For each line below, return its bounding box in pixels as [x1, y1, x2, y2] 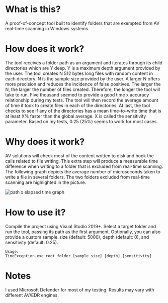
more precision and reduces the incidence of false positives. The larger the [5, 81, 161, 87]
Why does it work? [5, 136, 85, 148]
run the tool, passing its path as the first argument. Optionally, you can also [5, 229, 161, 235]
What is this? [5, 4, 61, 15]
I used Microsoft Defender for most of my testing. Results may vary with [5, 286, 154, 292]
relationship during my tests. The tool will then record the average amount [5, 97, 158, 103]
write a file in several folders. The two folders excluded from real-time [5, 174, 150, 180]
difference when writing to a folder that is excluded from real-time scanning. [5, 163, 163, 169]
